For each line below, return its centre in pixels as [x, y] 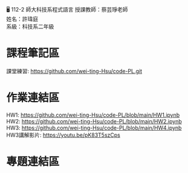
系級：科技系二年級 [30, 26]
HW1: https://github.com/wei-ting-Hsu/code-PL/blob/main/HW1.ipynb [93, 115]
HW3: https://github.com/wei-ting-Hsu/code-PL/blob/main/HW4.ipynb [94, 128]
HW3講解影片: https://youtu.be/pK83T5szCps [63, 135]
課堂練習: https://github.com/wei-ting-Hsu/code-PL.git [74, 71]
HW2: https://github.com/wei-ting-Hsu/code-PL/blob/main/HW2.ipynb [94, 121]
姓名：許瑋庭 [22, 19]
